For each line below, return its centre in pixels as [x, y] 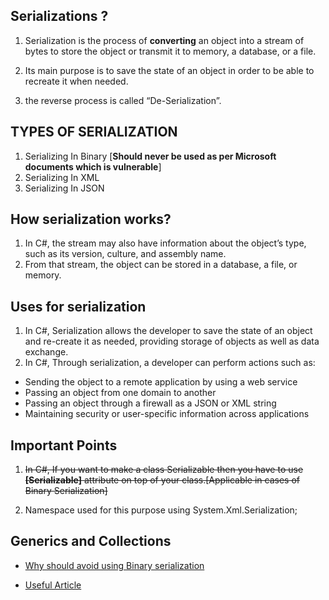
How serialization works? [91, 219]
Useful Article [53, 585]
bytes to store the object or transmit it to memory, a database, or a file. [170, 51]
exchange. [46, 352]
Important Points [64, 445]
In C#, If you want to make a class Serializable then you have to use [164, 470]
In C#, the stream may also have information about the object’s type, [165, 243]
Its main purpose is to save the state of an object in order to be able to [169, 70]
